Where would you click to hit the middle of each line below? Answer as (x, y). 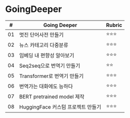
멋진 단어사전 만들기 (41, 35)
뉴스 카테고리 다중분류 (44, 45)
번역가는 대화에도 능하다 (46, 86)
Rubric (114, 25)
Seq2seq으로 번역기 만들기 (50, 66)
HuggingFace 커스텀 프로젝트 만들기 (60, 107)
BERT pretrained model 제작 (52, 97)
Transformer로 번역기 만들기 (51, 76)
